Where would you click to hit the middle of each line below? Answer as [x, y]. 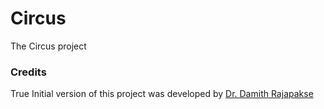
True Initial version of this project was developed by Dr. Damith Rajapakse [162, 94]
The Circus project [48, 46]
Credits [28, 72]
